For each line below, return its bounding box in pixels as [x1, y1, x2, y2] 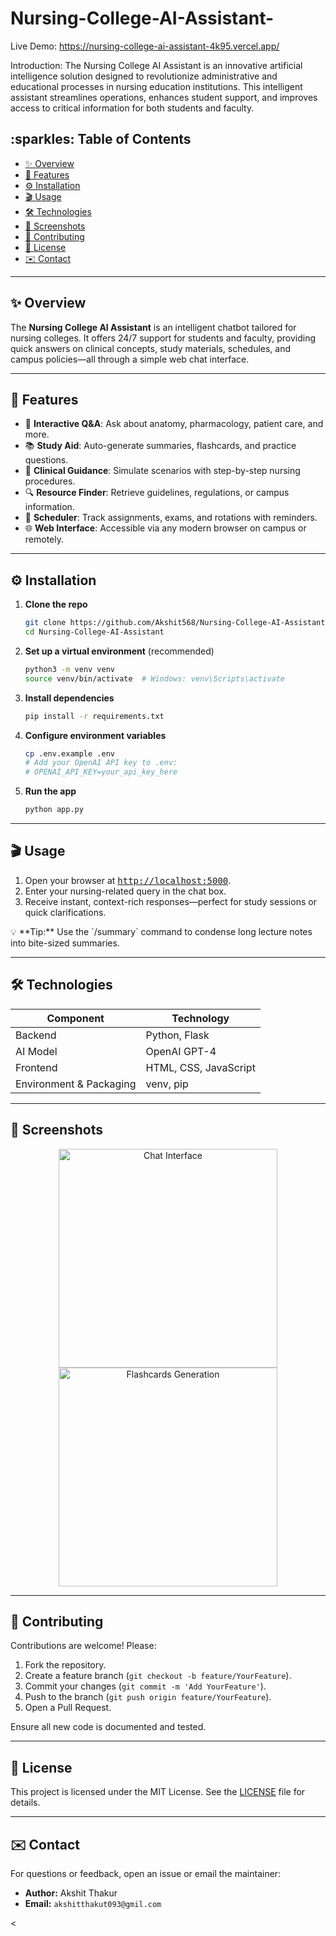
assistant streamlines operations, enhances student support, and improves [10, 91, 318, 103]
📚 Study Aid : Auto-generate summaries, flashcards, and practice [24, 440, 297, 452]
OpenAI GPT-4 [145, 1044, 217, 1058]
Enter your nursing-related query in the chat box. [24, 885, 227, 897]
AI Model [15, 1044, 58, 1058]
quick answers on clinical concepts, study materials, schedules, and [10, 342, 292, 354]
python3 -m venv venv [24, 664, 116, 674]
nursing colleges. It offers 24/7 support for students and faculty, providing [10, 332, 316, 344]
